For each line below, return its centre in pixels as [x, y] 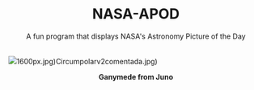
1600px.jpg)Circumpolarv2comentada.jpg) [87, 61]
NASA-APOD [136, 14]
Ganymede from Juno [136, 76]
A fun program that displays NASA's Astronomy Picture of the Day [136, 36]
